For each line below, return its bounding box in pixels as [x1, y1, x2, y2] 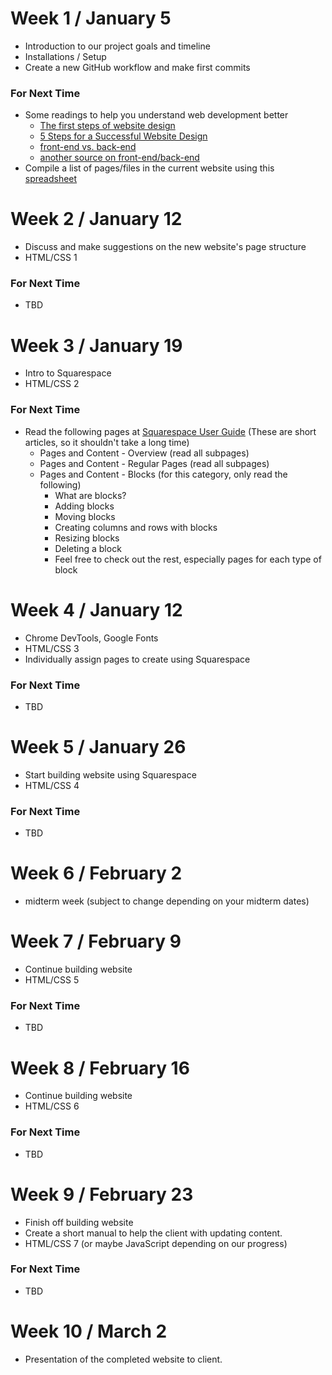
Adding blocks [54, 500, 115, 512]
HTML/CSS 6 [24, 1100, 80, 1112]
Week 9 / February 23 [10, 1183, 194, 1206]
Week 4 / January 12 [10, 598, 183, 621]
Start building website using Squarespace [24, 768, 197, 781]
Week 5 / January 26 [10, 736, 187, 759]
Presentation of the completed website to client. [24, 1353, 223, 1365]
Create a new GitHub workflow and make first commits [24, 61, 251, 73]
